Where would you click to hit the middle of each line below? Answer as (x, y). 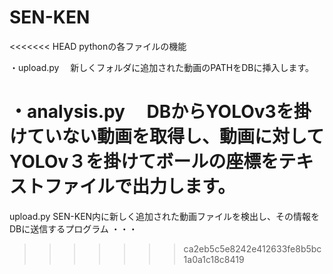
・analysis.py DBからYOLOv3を (151, 112)
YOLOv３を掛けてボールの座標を (144, 162)
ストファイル (62, 187)
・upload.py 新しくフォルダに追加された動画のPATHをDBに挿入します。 (162, 67)
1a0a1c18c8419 (214, 259)
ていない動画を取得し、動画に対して (176, 137)
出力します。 (184, 187)
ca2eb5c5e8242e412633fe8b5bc (252, 248)
